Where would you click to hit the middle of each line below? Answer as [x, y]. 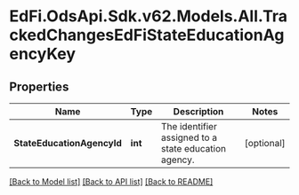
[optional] [265, 143]
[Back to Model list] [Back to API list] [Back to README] [111, 182]
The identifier [190, 126]
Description [198, 111]
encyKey [43, 54]
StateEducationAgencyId [68, 143]
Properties [39, 86]
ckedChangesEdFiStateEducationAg [147, 35]
